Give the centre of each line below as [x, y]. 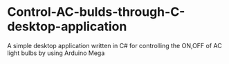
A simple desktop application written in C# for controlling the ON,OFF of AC [115, 45]
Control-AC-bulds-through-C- [96, 12]
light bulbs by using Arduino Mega [56, 53]
